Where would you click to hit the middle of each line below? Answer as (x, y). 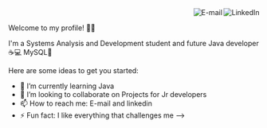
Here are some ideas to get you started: (74, 70)
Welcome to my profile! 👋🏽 (52, 28)
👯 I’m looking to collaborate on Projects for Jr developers (113, 94)
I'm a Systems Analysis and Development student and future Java (116, 43)
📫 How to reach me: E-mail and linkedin (86, 103)
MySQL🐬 (38, 52)
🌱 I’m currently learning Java (67, 86)
